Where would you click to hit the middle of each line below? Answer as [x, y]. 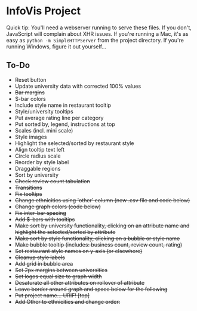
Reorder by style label [42, 162]
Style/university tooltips [44, 111]
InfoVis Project [44, 11]
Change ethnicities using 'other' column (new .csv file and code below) [102, 200]
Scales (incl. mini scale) [44, 130]
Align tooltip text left [39, 149]
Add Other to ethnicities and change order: [67, 301]
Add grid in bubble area [44, 263]
